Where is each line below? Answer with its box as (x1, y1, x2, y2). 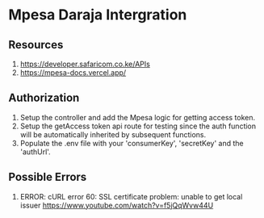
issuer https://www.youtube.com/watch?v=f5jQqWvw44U (19, 200, 214, 210)
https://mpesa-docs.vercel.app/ (19, 68, 127, 78)
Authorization (8, 91, 80, 105)
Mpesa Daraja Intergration (8, 6, 187, 24)
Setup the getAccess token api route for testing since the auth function (19, 121, 257, 131)
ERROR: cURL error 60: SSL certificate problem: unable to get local (19, 191, 243, 201)
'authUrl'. (19, 147, 51, 157)
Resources (8, 38, 64, 52)
